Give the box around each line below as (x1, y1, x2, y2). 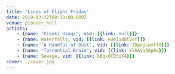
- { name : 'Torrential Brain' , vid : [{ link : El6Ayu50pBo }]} (17, 48, 167, 54)
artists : (6, 25, 28, 32)
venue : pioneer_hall (6, 20, 58, 26)
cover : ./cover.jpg (6, 58, 55, 64)
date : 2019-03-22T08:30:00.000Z (6, 14, 87, 20)
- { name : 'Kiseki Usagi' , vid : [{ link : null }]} (17, 31, 137, 37)
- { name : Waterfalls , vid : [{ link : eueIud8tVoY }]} (17, 36, 146, 42)
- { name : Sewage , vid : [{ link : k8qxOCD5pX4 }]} (17, 53, 135, 59)
